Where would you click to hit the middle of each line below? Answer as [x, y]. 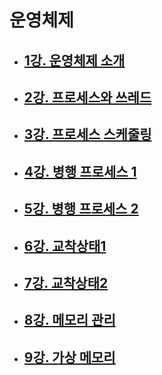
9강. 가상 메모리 [69, 357]
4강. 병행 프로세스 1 [80, 171]
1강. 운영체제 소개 [74, 60]
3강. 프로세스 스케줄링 [87, 134]
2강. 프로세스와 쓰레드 [87, 97]
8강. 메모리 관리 [69, 320]
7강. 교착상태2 [66, 282]
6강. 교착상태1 [65, 246]
